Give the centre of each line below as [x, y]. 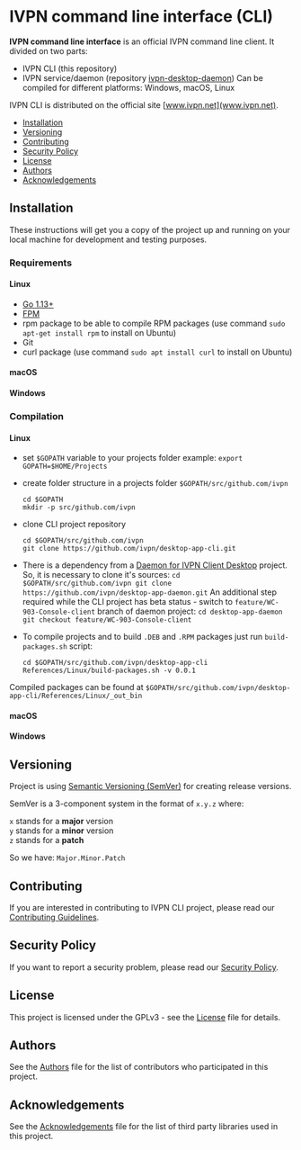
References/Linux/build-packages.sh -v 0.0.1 [109, 671]
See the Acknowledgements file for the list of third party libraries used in [144, 1127]
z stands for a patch [47, 840]
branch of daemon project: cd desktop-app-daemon [190, 611]
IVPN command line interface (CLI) [142, 17]
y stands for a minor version [62, 831]
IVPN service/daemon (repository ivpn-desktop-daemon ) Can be [142, 77]
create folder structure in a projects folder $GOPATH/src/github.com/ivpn [155, 483]
